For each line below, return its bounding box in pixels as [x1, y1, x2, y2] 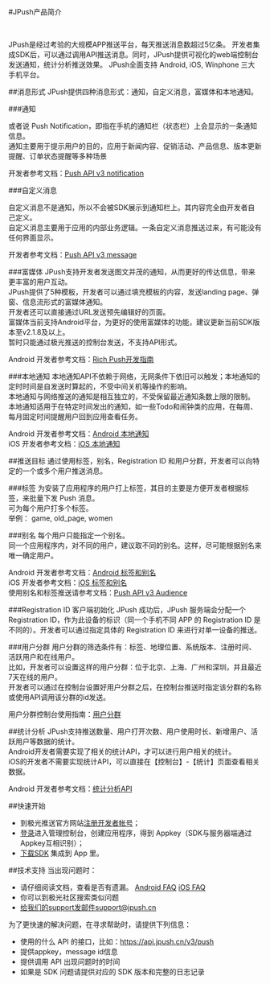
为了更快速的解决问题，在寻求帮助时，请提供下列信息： [8, 920, 191, 929]
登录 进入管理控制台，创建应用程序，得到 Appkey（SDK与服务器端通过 [19, 828, 252, 838]
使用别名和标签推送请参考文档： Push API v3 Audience [8, 588, 188, 597]
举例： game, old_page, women [8, 513, 113, 523]
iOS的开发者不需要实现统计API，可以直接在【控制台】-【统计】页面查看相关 [8, 757, 260, 766]
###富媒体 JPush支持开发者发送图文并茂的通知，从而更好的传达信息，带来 [8, 267, 256, 276]
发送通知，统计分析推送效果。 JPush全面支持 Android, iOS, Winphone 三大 [8, 60, 256, 69]
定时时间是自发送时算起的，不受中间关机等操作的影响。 [8, 381, 191, 391]
